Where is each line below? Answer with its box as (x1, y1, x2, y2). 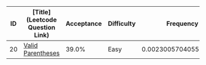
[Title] (32, 8, 51, 16)
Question (28, 23, 56, 31)
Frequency (166, 20, 199, 28)
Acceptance (65, 20, 102, 28)
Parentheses (23, 49, 60, 57)
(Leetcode (26, 15, 57, 24)
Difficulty (107, 20, 136, 28)
